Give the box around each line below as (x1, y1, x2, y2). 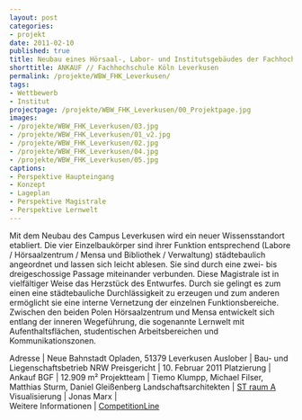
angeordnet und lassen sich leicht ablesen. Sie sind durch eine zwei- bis (9, 258, 278, 270)
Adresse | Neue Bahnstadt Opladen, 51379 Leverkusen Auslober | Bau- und (9, 353, 289, 363)
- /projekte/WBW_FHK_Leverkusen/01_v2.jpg (9, 130, 171, 139)
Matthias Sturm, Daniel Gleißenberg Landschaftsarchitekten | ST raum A (9, 381, 277, 392)
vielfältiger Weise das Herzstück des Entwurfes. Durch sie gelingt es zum (9, 278, 281, 289)
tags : (9, 80, 30, 89)
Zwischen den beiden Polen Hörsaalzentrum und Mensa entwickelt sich (9, 307, 275, 317)
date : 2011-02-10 (9, 38, 75, 48)
